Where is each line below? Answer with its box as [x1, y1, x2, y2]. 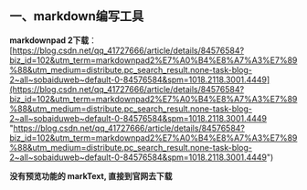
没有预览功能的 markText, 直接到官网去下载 [9, 170, 173, 181]
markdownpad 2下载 [9, 35, 90, 46]
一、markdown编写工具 [9, 8, 144, 25]
